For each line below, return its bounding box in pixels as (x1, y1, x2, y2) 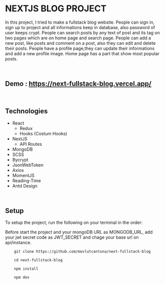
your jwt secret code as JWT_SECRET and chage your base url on (5, 234, 139, 240)
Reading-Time (12, 178, 41, 184)
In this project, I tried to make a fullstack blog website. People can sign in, (5, 19, 155, 25)
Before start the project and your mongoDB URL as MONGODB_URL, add (5, 229, 153, 235)
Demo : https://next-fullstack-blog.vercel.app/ (5, 80, 152, 88)
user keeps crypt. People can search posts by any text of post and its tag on (5, 30, 160, 35)
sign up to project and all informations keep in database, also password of (5, 24, 155, 30)
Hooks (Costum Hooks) (19, 130, 67, 136)
